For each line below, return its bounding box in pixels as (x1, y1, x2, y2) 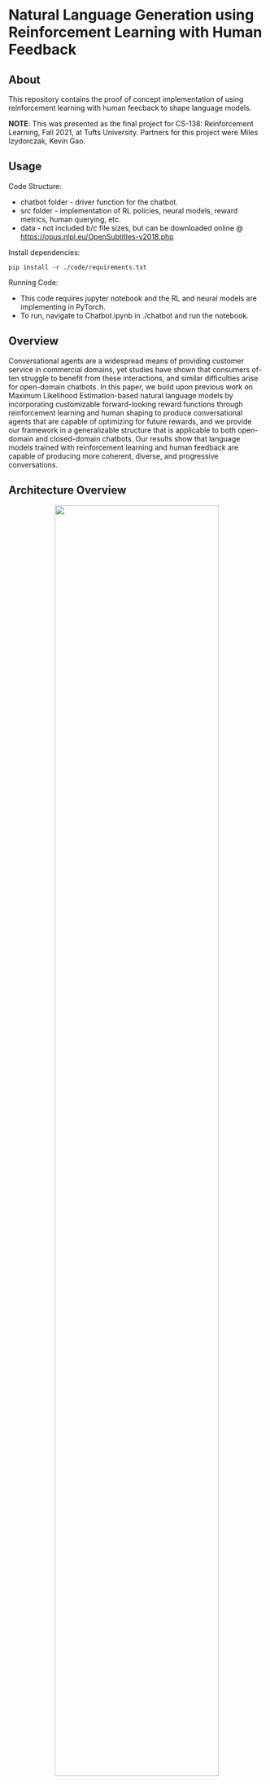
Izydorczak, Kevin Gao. (8, 136, 86, 146)
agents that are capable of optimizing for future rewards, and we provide (8, 416, 252, 426)
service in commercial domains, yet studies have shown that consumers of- (8, 364, 263, 374)
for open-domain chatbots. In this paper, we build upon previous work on (8, 381, 254, 392)
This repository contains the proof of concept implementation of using (8, 94, 244, 103)
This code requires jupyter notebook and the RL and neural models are (20, 293, 258, 303)
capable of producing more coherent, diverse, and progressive (8, 450, 219, 461)
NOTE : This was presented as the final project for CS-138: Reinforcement (8, 119, 254, 128)
